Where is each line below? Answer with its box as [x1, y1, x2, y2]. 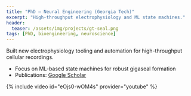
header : [6, 20, 26, 26]
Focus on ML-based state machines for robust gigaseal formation [14, 65, 176, 72]
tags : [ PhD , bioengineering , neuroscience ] [6, 31, 116, 37]
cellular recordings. [6, 54, 54, 61]
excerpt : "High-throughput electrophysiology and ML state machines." [6, 14, 186, 20]
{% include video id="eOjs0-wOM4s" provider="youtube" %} [6, 83, 158, 90]
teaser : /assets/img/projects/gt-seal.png [11, 25, 119, 32]
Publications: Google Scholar [14, 72, 87, 79]
